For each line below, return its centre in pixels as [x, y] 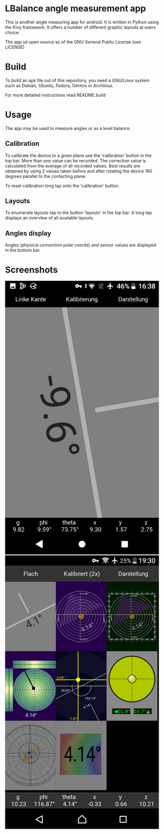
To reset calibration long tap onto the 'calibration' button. [62, 186]
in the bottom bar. [23, 250]
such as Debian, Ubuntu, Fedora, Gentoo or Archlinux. [59, 86]
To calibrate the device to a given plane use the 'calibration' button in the [78, 155]
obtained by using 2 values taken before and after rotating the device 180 [79, 171]
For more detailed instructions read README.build [55, 95]
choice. [13, 32]
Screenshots [31, 270]
